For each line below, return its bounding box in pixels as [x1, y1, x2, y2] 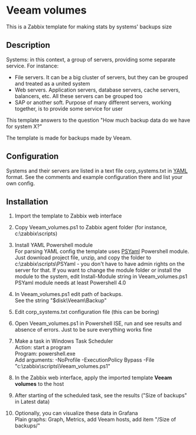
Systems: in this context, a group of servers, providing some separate [6, 56, 176, 63]
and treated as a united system [14, 80, 90, 87]
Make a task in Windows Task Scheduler [14, 337, 113, 345]
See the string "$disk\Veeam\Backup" [14, 297, 107, 304]
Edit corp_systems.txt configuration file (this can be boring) [14, 309, 159, 316]
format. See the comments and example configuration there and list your [6, 173, 183, 180]
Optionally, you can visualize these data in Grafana [14, 410, 138, 417]
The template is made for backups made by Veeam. [6, 134, 132, 141]
